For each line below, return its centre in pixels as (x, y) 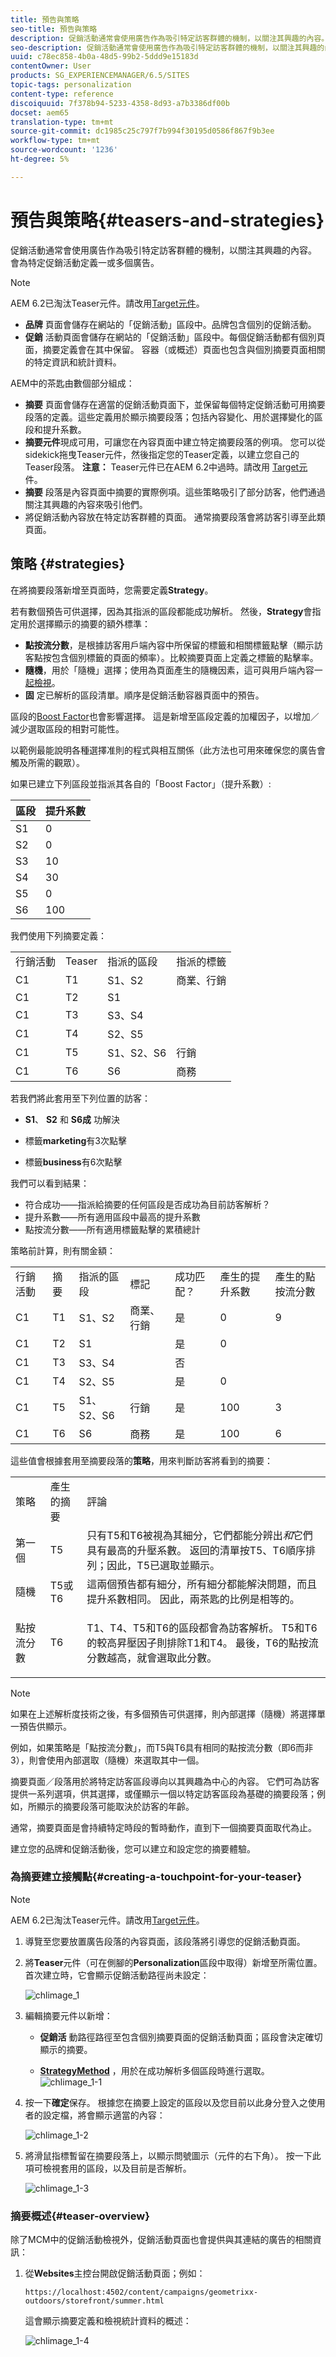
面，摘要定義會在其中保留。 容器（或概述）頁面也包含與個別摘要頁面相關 (175, 349)
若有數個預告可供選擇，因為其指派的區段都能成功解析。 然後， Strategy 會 (161, 611)
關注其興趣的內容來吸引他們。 (86, 504)
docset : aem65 (40, 112)
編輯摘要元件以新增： (68, 2015)
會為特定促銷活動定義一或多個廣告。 (85, 262)
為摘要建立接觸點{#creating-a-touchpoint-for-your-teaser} (156, 1877)
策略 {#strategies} (68, 564)
